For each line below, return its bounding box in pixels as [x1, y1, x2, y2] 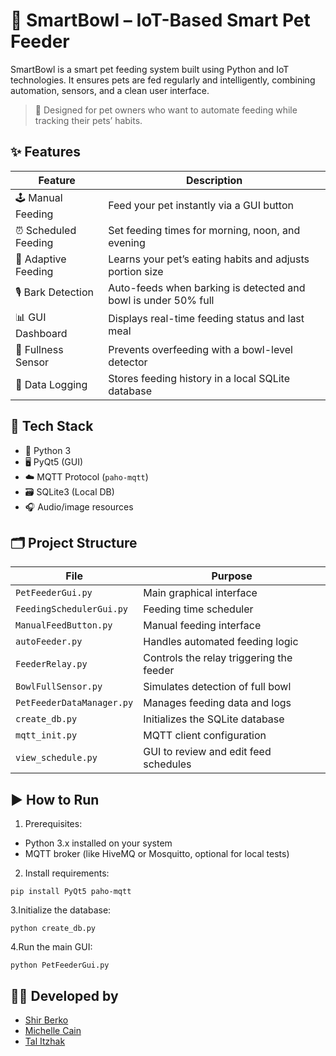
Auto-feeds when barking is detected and [108, 280, 306, 294]
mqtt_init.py [15, 730, 78, 741]
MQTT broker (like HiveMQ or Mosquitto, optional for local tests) [24, 848, 290, 860]
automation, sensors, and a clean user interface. [10, 84, 210, 96]
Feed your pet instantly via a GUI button [108, 199, 294, 213]
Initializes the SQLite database [143, 712, 285, 726]
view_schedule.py [15, 752, 98, 764]
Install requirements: [24, 867, 110, 879]
